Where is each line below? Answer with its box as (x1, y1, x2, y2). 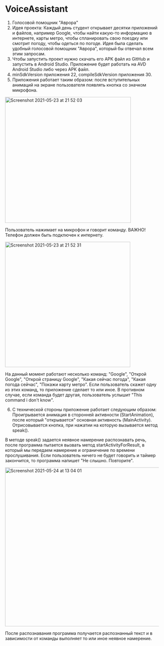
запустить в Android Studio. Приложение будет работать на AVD (12, 61, 146, 67)
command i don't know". (5, 397, 54, 403)
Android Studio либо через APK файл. (12, 66, 90, 72)
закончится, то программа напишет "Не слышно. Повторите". (5, 457, 134, 463)
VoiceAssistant (5, 3, 68, 15)
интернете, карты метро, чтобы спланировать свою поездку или (12, 35, 148, 41)
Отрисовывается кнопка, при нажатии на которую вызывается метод (12, 422, 158, 428)
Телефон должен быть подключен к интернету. (5, 232, 104, 238)
